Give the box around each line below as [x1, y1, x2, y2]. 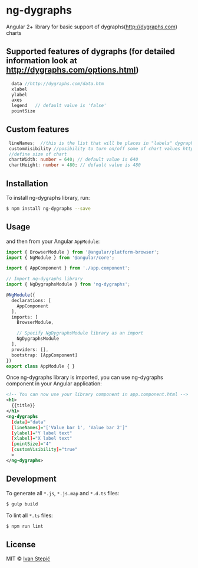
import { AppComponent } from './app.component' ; [6, 265, 131, 271]
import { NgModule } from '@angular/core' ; [6, 255, 115, 261]
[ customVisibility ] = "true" [11, 447, 78, 453]
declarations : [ [11, 297, 51, 303]
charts [6, 29, 22, 36]
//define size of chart [8, 151, 67, 157]
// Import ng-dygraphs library [6, 276, 83, 282]
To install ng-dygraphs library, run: [6, 194, 90, 201]
